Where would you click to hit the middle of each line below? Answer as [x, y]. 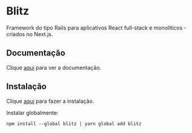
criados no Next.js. [30, 34]
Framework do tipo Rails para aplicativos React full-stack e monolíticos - [96, 28]
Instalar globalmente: [33, 113]
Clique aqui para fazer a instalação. [50, 101]
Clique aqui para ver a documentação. [54, 67]
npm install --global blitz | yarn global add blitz [74, 124]
